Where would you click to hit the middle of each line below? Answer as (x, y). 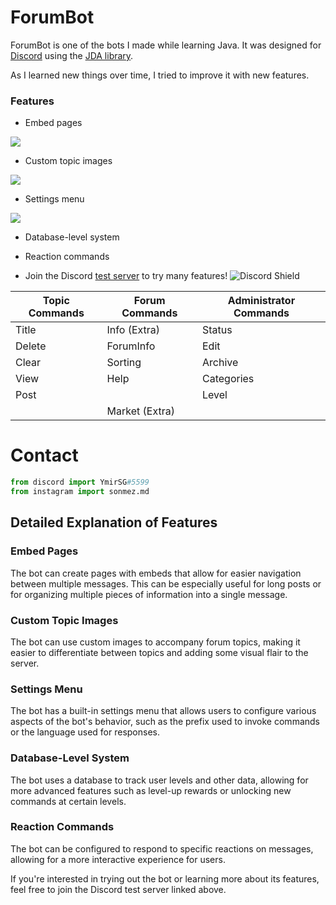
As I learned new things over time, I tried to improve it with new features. (160, 75)
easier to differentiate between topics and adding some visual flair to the (159, 652)
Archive (220, 363)
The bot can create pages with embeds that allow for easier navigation (156, 573)
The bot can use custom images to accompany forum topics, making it (155, 642)
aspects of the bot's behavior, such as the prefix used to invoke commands (165, 722)
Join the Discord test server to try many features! (126, 276)
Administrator (261, 301)
